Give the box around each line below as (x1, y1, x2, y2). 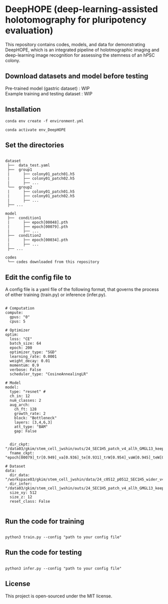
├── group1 (7, 167, 32, 173)
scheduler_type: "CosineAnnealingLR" (9, 372, 88, 377)
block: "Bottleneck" (14, 415, 57, 421)
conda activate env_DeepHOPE (5, 127, 66, 132)
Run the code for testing (5, 548, 82, 557)
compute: (5, 310, 23, 316)
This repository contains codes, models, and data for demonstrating (5, 41, 145, 47)
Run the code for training (5, 517, 84, 525)
